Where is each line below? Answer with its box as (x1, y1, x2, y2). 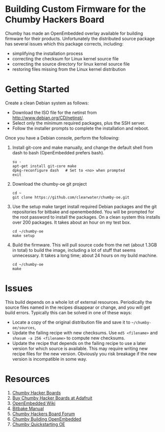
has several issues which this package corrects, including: (5, 41, 124, 47)
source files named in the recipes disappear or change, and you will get (5, 304, 151, 310)
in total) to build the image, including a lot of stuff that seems (12, 247, 136, 253)
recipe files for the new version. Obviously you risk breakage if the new (12, 350, 157, 357)
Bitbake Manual (12, 405, 44, 411)
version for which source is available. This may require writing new (12, 345, 148, 351)
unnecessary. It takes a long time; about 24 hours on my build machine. (12, 252, 158, 258)
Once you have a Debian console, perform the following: (5, 135, 120, 141)
